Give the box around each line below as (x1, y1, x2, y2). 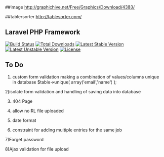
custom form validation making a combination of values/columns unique (12, 74, 160, 79)
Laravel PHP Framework (5, 28, 81, 37)
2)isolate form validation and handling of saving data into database (5, 88, 141, 94)
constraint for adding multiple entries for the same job (12, 127, 123, 133)
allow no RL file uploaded (12, 108, 64, 114)
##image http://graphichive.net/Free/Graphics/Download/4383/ (5, 4, 135, 10)
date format (12, 117, 37, 123)
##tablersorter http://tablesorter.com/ (5, 14, 82, 19)
